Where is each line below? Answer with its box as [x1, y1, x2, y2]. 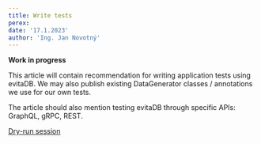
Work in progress [8, 55, 66, 65]
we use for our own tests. [8, 88, 91, 97]
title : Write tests [8, 11, 73, 20]
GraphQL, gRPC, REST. [8, 112, 83, 121]
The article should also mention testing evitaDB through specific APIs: [8, 103, 236, 112]
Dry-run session [8, 127, 61, 136]
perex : [8, 19, 30, 27]
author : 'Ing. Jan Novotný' [8, 33, 101, 42]
